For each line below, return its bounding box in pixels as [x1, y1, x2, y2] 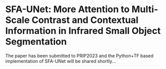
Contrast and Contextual [31, 14, 139, 26]
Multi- [131, 4, 158, 15]
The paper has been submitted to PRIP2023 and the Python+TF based [5, 52, 154, 59]
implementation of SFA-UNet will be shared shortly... [5, 58, 116, 64]
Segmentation [5, 36, 67, 48]
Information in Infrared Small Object [5, 25, 161, 37]
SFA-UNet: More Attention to [5, 4, 130, 15]
